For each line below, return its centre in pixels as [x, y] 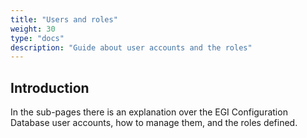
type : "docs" [37, 38]
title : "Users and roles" [64, 19]
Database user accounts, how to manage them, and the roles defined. [154, 123]
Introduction [50, 87]
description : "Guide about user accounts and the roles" [131, 47]
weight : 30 [33, 29]
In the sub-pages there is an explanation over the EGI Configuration [149, 112]
